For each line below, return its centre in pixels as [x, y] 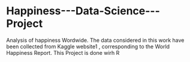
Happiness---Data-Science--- [83, 11]
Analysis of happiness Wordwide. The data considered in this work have [95, 40]
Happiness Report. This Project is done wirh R [63, 52]
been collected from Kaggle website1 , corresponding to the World [88, 46]
